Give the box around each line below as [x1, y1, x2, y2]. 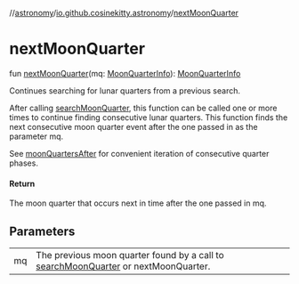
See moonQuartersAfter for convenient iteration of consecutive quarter [9, 148, 270, 158]
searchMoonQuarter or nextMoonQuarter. [35, 260, 211, 272]
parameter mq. [9, 131, 64, 142]
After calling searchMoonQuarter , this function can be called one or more [9, 102, 278, 113]
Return [9, 178, 36, 189]
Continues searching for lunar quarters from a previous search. [9, 85, 241, 96]
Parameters [9, 223, 76, 239]
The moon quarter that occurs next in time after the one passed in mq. [9, 198, 267, 208]
